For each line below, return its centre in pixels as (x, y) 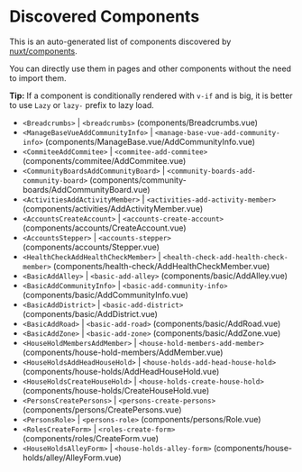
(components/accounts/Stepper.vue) (91, 247)
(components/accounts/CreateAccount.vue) (104, 228)
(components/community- (138, 180)
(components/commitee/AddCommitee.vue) (104, 160)
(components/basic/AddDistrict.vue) (90, 313)
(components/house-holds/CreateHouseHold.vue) (116, 390)
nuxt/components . (44, 50)
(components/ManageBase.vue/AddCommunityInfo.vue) (150, 141)
